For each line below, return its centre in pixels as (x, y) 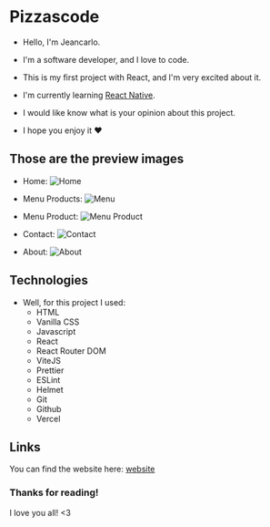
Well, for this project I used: (74, 302)
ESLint (48, 379)
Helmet (50, 389)
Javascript (56, 331)
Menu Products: (53, 199)
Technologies (49, 280)
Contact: (39, 233)
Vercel (48, 418)
